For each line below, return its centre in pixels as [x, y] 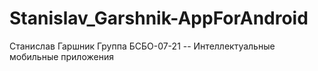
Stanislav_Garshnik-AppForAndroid [159, 18]
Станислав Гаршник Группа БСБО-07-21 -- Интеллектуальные [142, 46]
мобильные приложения [61, 56]
